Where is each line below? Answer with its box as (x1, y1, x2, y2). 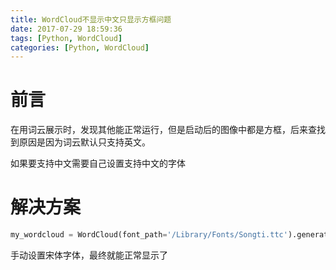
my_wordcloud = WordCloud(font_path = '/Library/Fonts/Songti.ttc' (10, 230, 288, 240)
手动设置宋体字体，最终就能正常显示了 (10, 249, 168, 261)
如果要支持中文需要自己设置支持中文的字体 (10, 157, 186, 170)
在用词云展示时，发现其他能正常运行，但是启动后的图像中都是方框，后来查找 (10, 124, 326, 136)
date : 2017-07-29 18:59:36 (10, 24, 123, 34)
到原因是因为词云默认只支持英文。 (10, 136, 151, 148)
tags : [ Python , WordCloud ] (10, 33, 123, 43)
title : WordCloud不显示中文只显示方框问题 (10, 14, 172, 25)
